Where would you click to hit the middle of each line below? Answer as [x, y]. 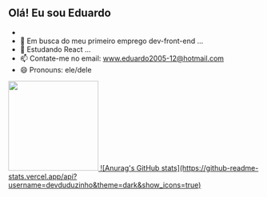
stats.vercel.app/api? [43, 176]
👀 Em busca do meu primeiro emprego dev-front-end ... [112, 41]
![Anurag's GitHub [130, 167]
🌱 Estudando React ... [55, 49]
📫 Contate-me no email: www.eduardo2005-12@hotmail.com [122, 58]
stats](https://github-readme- [210, 167]
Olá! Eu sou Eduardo [60, 13]
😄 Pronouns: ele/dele [56, 69]
